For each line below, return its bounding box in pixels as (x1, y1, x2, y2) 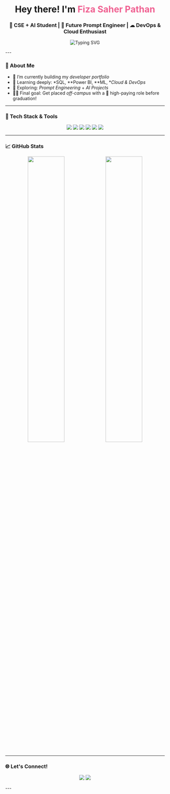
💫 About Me (5, 62, 35, 69)
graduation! (12, 95, 37, 101)
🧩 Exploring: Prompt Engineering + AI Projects (12, 84, 109, 90)
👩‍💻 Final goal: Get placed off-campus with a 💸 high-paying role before (12, 90, 159, 96)
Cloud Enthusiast (63, 28, 107, 35)
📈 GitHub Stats (5, 143, 44, 149)
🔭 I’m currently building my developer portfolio (12, 74, 110, 80)
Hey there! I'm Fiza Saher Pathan (15, 4, 155, 15)
